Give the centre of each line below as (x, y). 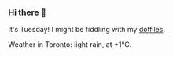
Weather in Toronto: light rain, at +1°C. (70, 45)
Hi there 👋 (28, 12)
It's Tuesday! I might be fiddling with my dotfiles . (86, 30)
